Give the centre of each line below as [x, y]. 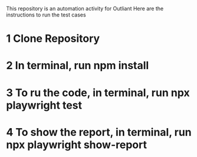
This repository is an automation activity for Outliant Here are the [85, 9]
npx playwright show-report [77, 145]
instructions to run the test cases [46, 15]
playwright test [44, 105]
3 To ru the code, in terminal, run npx [98, 92]
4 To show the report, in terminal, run [99, 132]
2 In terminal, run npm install [78, 66]
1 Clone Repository [53, 39]
